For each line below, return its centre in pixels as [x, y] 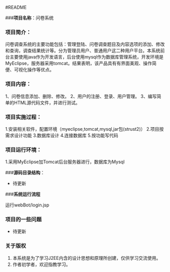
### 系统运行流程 [23, 194]
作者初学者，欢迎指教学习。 [41, 264]
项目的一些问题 [24, 220]
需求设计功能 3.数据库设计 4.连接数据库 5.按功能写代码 [62, 135]
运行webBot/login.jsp [27, 205]
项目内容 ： [18, 84]
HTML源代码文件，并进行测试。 [47, 102]
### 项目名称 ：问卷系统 [30, 18]
